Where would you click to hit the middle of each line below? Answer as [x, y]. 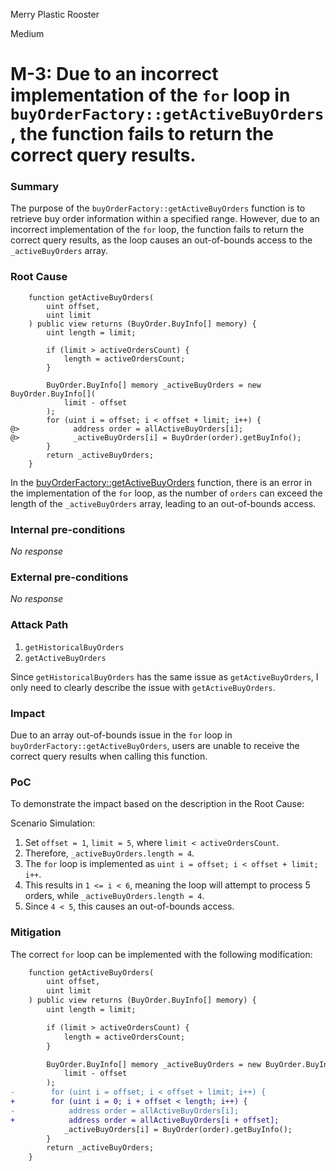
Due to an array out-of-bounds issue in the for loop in [121, 735]
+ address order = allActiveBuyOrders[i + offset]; [145, 1120]
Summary [35, 187]
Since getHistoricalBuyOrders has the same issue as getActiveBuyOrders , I [164, 676]
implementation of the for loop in [150, 95]
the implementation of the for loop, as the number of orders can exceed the [166, 493]
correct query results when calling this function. [109, 756]
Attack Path [39, 625]
